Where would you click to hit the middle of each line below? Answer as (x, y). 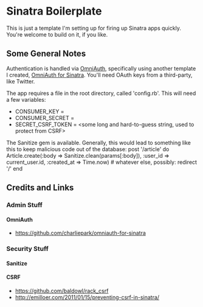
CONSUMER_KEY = (40, 111)
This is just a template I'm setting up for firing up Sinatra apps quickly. (94, 28)
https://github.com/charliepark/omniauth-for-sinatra (80, 233)
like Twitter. (21, 81)
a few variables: (26, 99)
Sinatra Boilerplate (54, 11)
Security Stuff (27, 249)
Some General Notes (46, 54)
